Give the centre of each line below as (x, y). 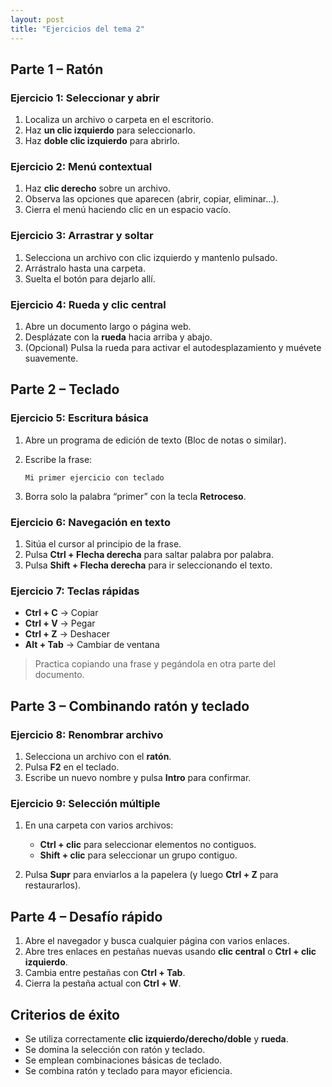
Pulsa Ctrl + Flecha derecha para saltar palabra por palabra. (149, 555)
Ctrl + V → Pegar (60, 623)
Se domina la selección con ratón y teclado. (115, 1049)
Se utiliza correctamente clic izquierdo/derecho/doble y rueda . (156, 1038)
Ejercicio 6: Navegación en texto (90, 522)
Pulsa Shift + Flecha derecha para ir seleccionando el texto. (148, 565)
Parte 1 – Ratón (57, 69)
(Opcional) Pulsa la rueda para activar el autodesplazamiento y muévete (173, 348)
